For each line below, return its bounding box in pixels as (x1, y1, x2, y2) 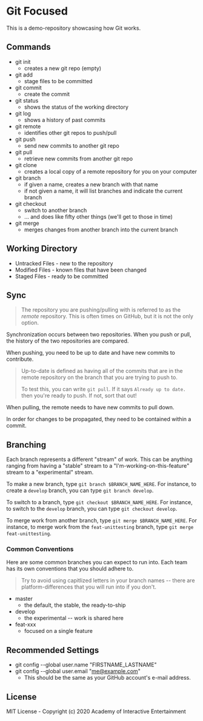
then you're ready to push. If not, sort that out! (21, 392, 137, 399)
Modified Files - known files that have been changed (15, 266, 147, 273)
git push (15, 135, 36, 143)
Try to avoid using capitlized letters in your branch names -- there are (21, 577, 195, 584)
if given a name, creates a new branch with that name (24, 180, 159, 188)
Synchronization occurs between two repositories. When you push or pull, (6, 331, 191, 338)
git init (15, 58, 31, 65)
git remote (15, 123, 41, 130)
